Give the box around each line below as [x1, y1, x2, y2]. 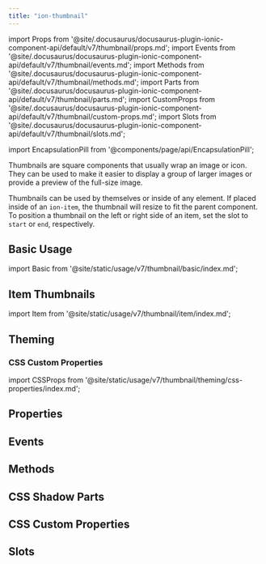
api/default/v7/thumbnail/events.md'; [8, 60, 132, 70]
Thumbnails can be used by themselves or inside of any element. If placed [8, 193, 256, 203]
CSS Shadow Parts [8, 489, 105, 503]
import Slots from [158, 111, 217, 122]
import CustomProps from [128, 94, 216, 104]
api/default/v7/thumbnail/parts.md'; [8, 94, 127, 104]
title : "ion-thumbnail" [8, 11, 89, 20]
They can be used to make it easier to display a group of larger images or [8, 169, 252, 178]
